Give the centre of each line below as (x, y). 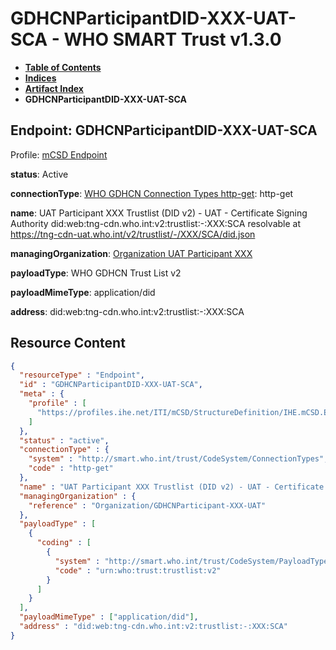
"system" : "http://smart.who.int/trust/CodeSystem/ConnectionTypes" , (178, 459)
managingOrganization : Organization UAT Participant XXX (131, 253)
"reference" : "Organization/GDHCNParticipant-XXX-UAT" (147, 505)
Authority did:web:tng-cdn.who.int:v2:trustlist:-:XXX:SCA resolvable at (155, 223)
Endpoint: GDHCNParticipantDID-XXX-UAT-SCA (164, 130)
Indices (40, 78)
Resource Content (68, 343)
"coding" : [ (64, 543)
